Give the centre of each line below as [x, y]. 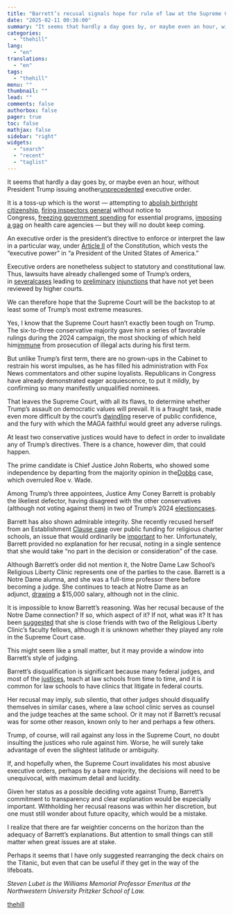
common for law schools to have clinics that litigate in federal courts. [105, 686]
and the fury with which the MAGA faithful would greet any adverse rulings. [115, 423]
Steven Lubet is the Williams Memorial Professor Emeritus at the [99, 883]
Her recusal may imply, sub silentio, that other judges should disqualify [108, 699]
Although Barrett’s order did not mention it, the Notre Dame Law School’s [111, 564]
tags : [15, 72]
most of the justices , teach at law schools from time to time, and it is [105, 678]
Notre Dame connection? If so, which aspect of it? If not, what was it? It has [115, 614]
